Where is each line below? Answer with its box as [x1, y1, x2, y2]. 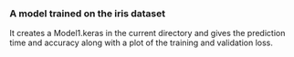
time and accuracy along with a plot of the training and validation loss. [9, 37, 274, 48]
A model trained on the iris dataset [9, 7, 166, 20]
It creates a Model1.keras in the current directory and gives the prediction [9, 28, 286, 39]
